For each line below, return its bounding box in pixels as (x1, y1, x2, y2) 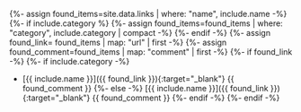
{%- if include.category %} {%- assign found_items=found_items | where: (9, 18, 283, 29)
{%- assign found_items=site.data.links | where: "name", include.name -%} (9, 9, 288, 19)
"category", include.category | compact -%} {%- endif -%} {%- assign (9, 28, 271, 38)
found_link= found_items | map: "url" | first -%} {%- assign (9, 37, 227, 47)
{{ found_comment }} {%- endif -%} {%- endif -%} (92, 92, 280, 103)
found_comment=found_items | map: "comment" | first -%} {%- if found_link (9, 47, 293, 57)
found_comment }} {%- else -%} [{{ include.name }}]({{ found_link (22, 83, 269, 93)
